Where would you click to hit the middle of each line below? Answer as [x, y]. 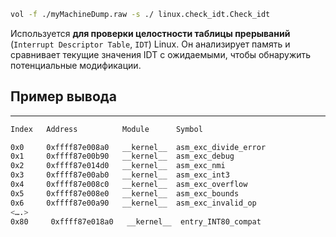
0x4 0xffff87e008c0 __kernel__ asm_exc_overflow [129, 185]
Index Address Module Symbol [106, 129]
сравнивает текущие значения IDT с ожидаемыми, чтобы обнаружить [161, 54]
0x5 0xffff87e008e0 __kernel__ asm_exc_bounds [125, 193]
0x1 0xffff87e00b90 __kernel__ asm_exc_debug [122, 156]
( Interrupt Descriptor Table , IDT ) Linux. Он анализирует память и [150, 44]
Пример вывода [63, 96]
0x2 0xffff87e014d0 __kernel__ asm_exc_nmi [118, 166]
